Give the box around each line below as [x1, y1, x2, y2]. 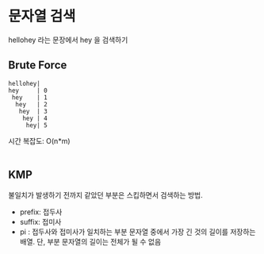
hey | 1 [11, 93, 48, 102]
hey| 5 [25, 121, 48, 129]
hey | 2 [15, 100, 48, 108]
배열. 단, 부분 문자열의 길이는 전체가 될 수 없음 [19, 237, 162, 246]
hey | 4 [22, 114, 48, 122]
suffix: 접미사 [19, 217, 62, 226]
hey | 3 [18, 107, 48, 115]
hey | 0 [8, 87, 48, 94]
